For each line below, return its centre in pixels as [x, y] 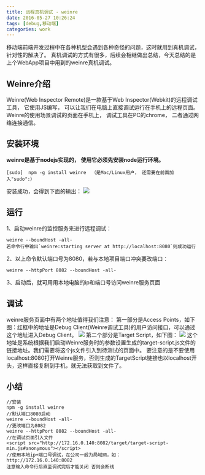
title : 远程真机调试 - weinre [42, 12]
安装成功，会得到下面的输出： [44, 191]
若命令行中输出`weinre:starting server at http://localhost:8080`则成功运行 [101, 246]
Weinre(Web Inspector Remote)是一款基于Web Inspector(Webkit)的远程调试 [102, 100]
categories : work [29, 29]
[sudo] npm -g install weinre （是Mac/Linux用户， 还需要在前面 [88, 172]
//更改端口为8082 [26, 426]
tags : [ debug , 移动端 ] [33, 23]
